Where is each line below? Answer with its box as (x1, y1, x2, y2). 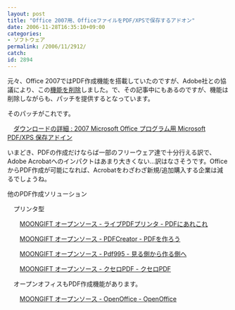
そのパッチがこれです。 (7, 109, 75, 117)
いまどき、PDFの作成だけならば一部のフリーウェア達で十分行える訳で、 (7, 148, 216, 156)
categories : (7, 30, 42, 37)
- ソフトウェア (7, 37, 46, 44)
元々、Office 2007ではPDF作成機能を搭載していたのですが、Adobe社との (7, 76, 220, 85)
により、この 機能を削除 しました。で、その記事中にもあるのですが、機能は (13, 85, 229, 94)
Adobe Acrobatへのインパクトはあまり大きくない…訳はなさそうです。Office (7, 157, 228, 165)
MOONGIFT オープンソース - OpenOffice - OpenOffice (20, 294, 177, 303)
